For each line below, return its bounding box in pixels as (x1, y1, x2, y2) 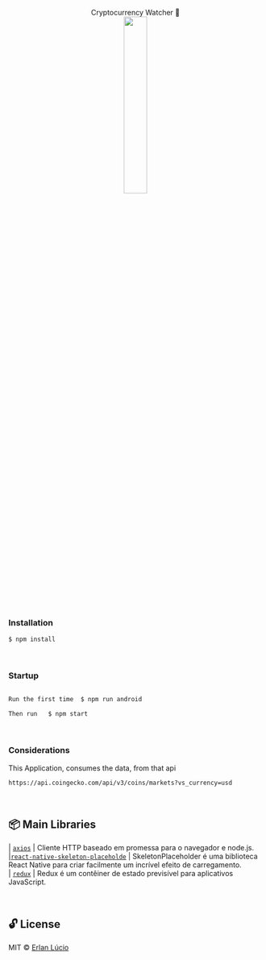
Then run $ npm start (8, 710, 89, 718)
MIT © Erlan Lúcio (8, 943, 69, 953)
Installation (8, 617, 54, 628)
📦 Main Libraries (8, 817, 97, 831)
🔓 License (8, 917, 60, 931)
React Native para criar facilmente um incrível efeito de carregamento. (8, 860, 242, 870)
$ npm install (8, 635, 56, 644)
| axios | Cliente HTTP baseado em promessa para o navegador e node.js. (8, 843, 255, 853)
